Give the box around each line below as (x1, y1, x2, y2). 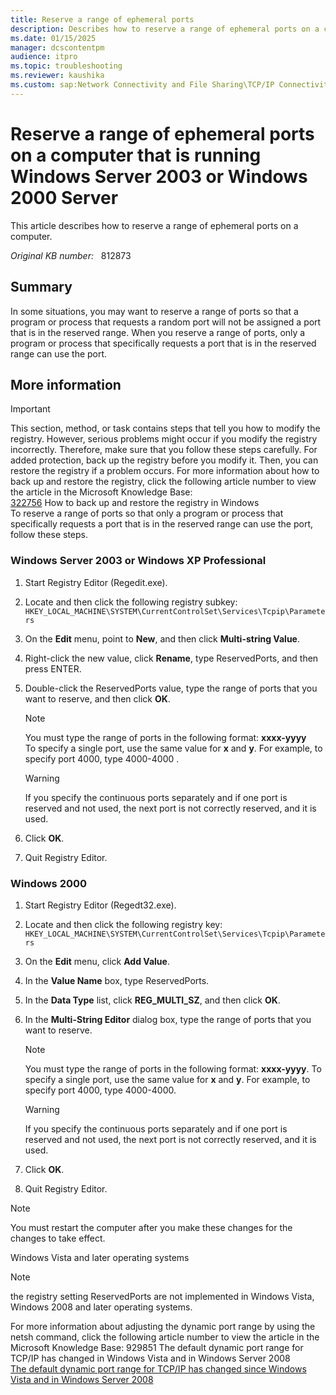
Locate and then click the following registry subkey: (24, 596, 238, 608)
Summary (10, 279, 73, 296)
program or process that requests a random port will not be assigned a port (10, 316, 322, 328)
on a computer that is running (10, 144, 262, 166)
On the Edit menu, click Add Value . (24, 955, 170, 967)
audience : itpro (10, 52, 78, 62)
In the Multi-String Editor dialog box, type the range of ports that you (24, 1013, 312, 1025)
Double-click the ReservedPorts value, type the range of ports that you (24, 682, 318, 694)
